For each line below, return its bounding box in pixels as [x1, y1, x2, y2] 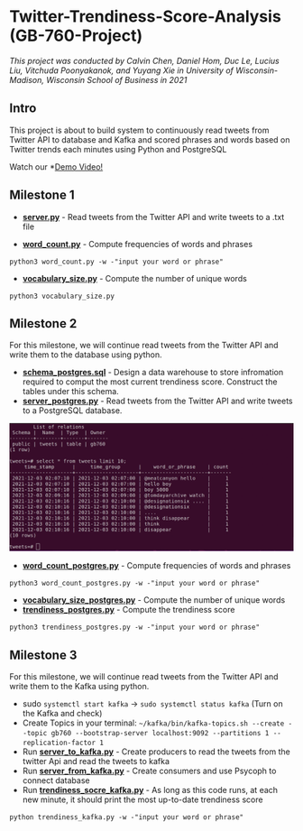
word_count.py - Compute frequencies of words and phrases [22, 238, 253, 249]
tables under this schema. [22, 386, 119, 397]
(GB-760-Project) [9, 25, 142, 46]
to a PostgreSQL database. [22, 405, 123, 416]
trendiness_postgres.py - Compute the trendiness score [22, 605, 235, 615]
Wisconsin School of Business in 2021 [46, 74, 188, 85]
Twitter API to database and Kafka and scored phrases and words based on [9, 134, 290, 145]
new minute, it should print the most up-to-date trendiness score [22, 794, 263, 805]
